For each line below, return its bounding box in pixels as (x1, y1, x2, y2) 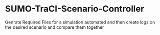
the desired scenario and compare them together (5, 24, 104, 30)
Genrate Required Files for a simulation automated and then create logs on (5, 19, 155, 25)
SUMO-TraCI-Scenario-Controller (5, 3, 144, 14)
